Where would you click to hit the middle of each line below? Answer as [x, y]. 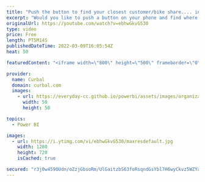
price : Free [21, 35]
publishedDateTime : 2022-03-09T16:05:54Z [60, 46]
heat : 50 [17, 52]
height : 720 [32, 153]
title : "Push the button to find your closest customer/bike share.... [99, 12]
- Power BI [26, 125]
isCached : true [37, 158]
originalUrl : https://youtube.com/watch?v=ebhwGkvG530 [77, 23]
